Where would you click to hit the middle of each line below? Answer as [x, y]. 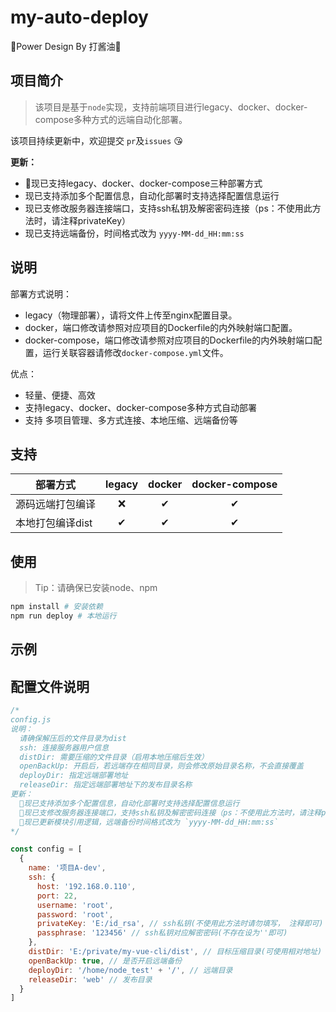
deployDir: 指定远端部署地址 [74, 776]
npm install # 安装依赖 [56, 607]
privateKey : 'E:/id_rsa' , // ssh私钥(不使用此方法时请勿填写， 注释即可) [180, 924]
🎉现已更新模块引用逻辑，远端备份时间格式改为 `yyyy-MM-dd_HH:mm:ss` [149, 822]
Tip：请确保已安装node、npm [96, 588]
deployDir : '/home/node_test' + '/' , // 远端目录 [130, 970]
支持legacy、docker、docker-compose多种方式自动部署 [140, 407]
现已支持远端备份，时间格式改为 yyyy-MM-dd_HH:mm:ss [134, 233]
